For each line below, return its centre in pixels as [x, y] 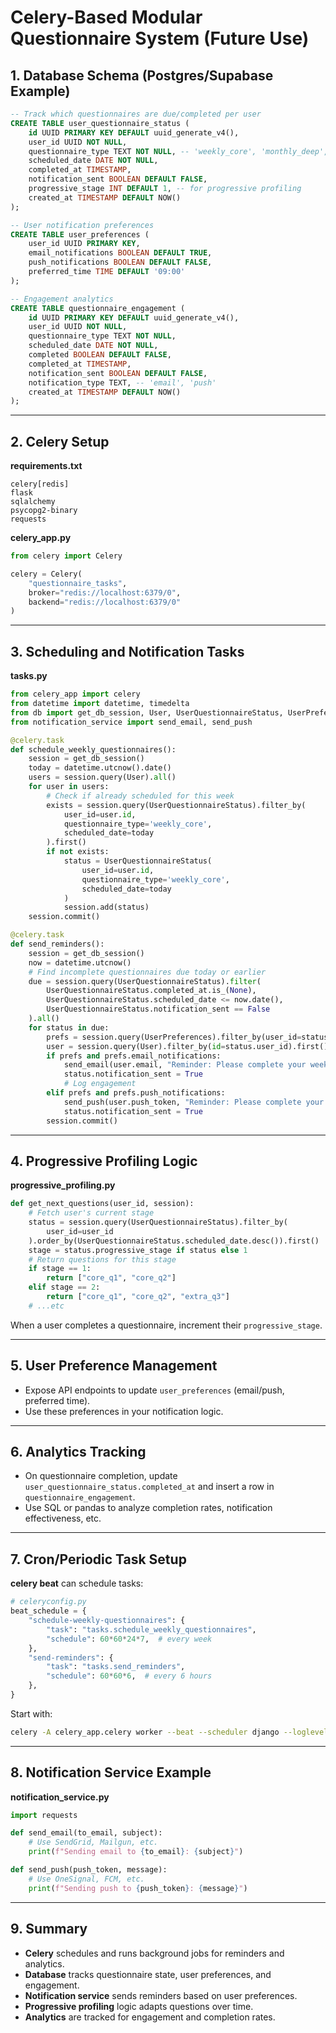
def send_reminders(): [57, 944]
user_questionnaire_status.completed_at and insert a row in [149, 1487]
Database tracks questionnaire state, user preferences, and [148, 1974]
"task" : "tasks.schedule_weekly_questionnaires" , [151, 1629]
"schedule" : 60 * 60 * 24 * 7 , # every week [129, 1639]
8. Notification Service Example [111, 1772]
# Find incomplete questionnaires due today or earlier [147, 972]
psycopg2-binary [44, 511]
